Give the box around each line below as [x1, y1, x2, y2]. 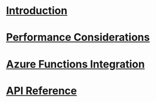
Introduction [6, 4, 68, 17]
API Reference [6, 84, 77, 97]
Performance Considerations [6, 31, 150, 44]
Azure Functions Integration [6, 57, 145, 71]
